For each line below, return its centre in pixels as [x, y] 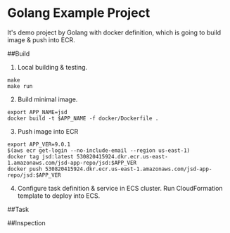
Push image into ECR [48, 131]
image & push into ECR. [41, 39]
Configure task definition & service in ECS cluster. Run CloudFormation [120, 188]
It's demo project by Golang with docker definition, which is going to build [114, 32]
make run [20, 86]
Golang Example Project [79, 13]
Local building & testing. [52, 67]
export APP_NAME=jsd [38, 112]
